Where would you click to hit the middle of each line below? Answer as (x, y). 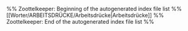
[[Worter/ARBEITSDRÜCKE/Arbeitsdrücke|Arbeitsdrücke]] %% (85, 15)
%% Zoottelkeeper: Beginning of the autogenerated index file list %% (94, 9)
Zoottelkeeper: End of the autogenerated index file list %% (80, 22)
